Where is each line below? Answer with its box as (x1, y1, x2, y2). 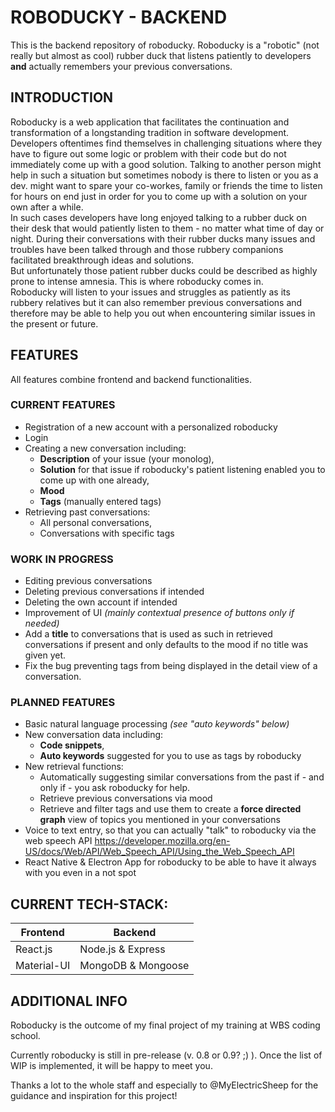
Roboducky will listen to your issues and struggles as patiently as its (10, 286, 291, 298)
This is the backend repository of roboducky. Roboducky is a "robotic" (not (10, 39, 320, 51)
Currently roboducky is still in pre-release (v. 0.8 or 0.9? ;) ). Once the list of (10, 1049, 323, 1061)
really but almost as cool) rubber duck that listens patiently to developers (10, 49, 312, 61)
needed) (24, 617, 60, 630)
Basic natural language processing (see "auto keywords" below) (24, 718, 290, 730)
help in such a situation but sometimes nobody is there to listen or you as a (10, 169, 319, 181)
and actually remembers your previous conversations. (10, 60, 233, 72)
